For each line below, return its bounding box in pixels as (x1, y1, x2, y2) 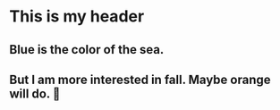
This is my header (9, 6, 145, 27)
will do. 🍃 (9, 86, 61, 101)
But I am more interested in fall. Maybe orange (9, 72, 271, 87)
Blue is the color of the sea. (9, 42, 165, 57)
